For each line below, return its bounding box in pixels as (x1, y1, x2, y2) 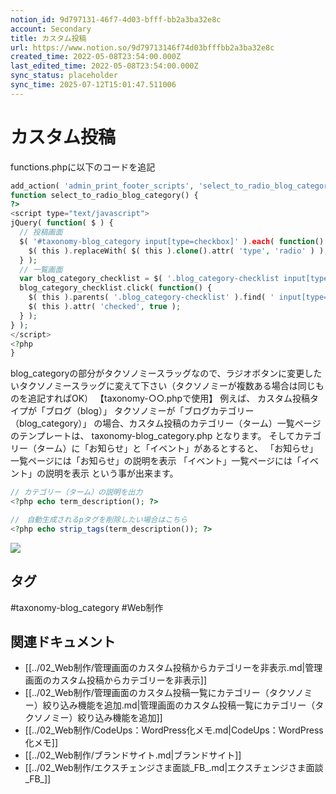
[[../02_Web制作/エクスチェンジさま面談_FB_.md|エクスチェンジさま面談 (24, 762, 324, 774)
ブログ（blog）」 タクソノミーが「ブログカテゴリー (44, 405, 255, 417)
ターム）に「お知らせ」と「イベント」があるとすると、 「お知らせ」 (36, 442, 318, 455)
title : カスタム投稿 (10, 33, 87, 43)
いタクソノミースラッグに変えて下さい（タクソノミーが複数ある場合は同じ (10, 380, 316, 392)
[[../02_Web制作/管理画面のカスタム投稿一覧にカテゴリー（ (24, 687, 270, 699)
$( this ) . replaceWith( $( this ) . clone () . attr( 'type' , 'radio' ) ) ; (28, 246, 329, 256)
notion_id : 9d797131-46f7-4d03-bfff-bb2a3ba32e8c (10, 14, 222, 25)
